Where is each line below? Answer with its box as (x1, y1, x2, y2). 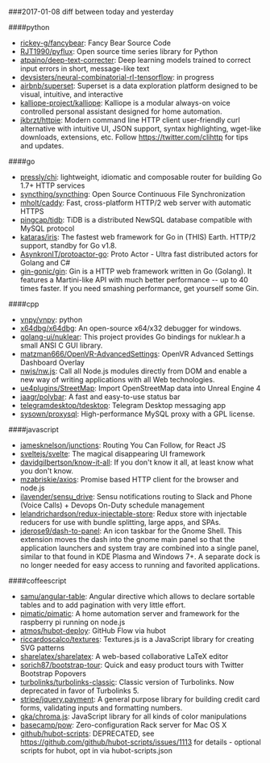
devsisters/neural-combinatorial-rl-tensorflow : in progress (19, 73, 215, 81)
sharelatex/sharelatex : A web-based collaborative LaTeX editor (19, 652, 229, 661)
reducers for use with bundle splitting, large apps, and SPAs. (19, 518, 222, 527)
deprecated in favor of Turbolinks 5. (19, 686, 139, 695)
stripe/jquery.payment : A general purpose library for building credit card (19, 694, 260, 704)
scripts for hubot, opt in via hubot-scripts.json (19, 746, 173, 755)
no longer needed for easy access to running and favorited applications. (19, 561, 260, 569)
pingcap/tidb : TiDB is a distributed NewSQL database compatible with (19, 215, 252, 224)
